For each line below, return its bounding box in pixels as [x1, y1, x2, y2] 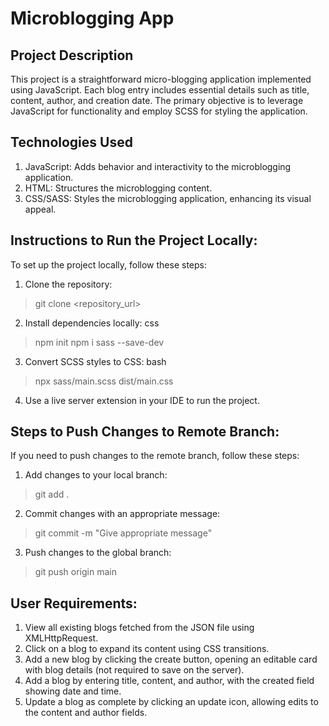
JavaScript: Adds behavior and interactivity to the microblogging [24, 160, 292, 172]
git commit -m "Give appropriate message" [34, 527, 213, 539]
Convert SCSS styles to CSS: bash [24, 355, 167, 367]
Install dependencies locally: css [24, 317, 160, 329]
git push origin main [34, 566, 117, 578]
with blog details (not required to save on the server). [24, 664, 245, 676]
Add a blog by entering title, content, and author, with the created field [24, 675, 315, 687]
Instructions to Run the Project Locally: [10, 232, 258, 249]
